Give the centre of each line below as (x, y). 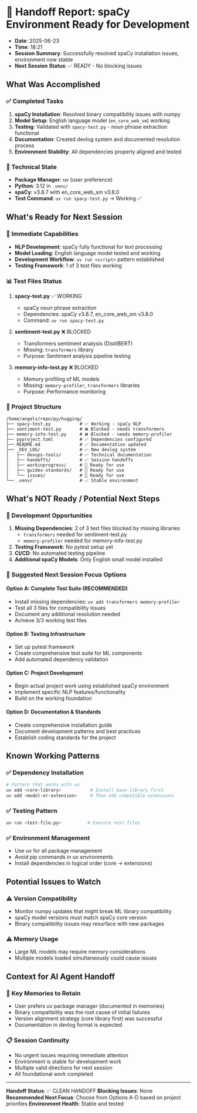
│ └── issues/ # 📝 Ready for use (65, 475)
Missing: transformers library (58, 350)
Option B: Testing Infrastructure (46, 633)
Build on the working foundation (53, 698)
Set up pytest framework (45, 647)
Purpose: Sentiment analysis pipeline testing (77, 356)
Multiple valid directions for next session (63, 1068)
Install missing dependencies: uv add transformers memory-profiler (97, 602)
